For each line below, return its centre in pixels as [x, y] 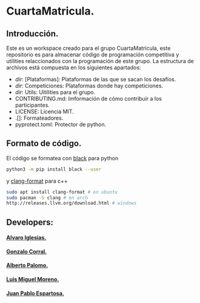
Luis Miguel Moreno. [33, 279]
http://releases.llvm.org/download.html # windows [72, 203]
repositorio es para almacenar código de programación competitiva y [93, 55]
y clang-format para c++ [37, 181]
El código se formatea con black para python [62, 158]
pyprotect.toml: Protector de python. [61, 124]
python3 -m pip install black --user [54, 169]
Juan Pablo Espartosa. [35, 293]
